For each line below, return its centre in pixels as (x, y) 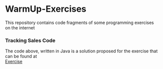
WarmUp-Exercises (46, 9)
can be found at (21, 56)
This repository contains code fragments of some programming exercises (80, 23)
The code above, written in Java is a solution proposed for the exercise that (81, 51)
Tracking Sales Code (30, 40)
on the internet (20, 27)
